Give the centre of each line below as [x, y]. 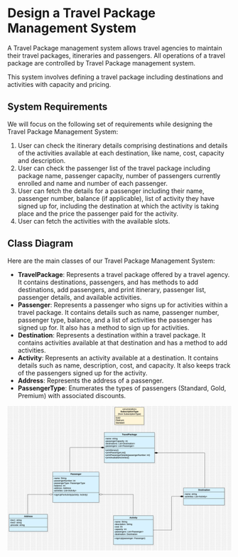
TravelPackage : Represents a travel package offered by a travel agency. [124, 274]
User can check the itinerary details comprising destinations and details [123, 145]
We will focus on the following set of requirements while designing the [110, 124]
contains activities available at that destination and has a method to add [122, 343]
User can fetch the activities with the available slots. [94, 221]
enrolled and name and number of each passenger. [93, 183]
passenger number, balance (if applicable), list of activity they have [116, 198]
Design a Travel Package [82, 13]
